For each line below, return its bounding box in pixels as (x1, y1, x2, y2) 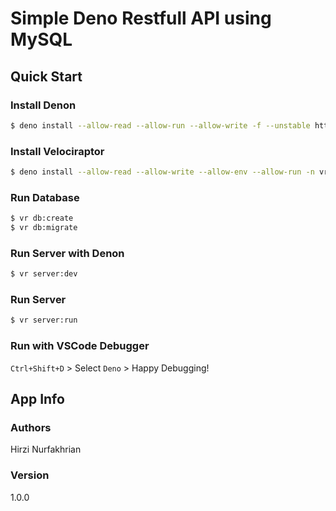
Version (10, 468, 50, 482)
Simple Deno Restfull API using (10, 7, 272, 30)
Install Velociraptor (10, 144, 105, 158)
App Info (10, 391, 65, 407)
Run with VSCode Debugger (10, 339, 150, 353)
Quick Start (10, 68, 83, 85)
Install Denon (10, 98, 77, 112)
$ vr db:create (10, 213, 74, 224)
